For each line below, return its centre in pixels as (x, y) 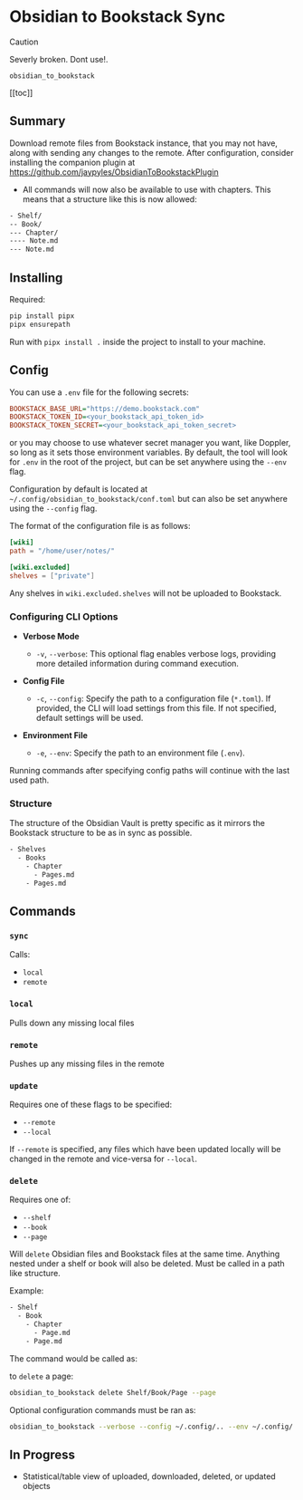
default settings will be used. (90, 717)
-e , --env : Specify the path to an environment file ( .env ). (141, 753)
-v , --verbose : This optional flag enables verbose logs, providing (156, 653)
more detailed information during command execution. (137, 663)
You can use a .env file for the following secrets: (99, 392)
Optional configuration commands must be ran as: (103, 1409)
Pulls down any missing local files (72, 1023)
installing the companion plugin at (72, 162)
